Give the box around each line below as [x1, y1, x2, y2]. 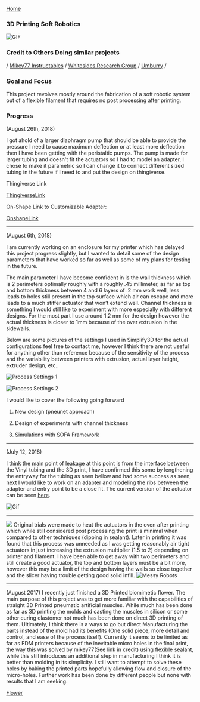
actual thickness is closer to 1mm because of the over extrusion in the [6, 319, 177, 326]
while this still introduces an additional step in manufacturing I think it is [6, 652, 182, 660]
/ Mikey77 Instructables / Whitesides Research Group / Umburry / [6, 62, 167, 69]
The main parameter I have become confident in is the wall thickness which [6, 274, 192, 281]
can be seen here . [6, 492, 51, 499]
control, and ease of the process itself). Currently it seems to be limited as [6, 633, 188, 641]
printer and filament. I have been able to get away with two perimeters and [6, 553, 189, 560]
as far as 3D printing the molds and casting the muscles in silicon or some [6, 608, 187, 615]
